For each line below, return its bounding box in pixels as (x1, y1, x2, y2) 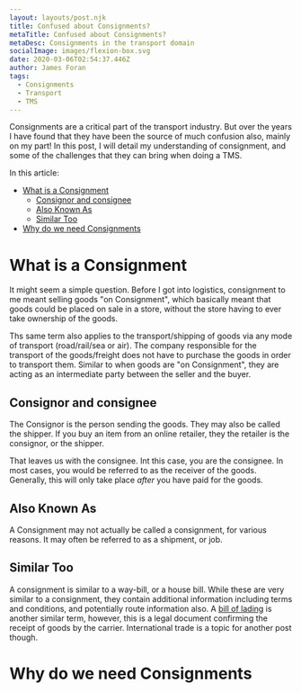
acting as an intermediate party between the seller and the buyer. (9, 369, 252, 380)
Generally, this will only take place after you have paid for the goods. (9, 474, 263, 486)
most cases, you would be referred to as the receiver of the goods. (9, 465, 257, 476)
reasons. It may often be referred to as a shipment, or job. (9, 534, 223, 544)
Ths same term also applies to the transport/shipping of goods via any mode (9, 330, 293, 342)
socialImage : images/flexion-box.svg (9, 47, 151, 56)
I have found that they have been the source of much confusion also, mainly (9, 131, 291, 142)
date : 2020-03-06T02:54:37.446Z (9, 55, 130, 64)
